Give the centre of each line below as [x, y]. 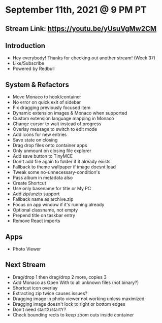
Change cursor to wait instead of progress [57, 124]
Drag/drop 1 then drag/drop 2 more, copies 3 [59, 277]
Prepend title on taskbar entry [44, 216]
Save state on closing [35, 140]
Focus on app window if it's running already [58, 205]
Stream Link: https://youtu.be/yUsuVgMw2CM [81, 29]
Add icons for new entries [40, 135]
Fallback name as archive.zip [43, 199]
